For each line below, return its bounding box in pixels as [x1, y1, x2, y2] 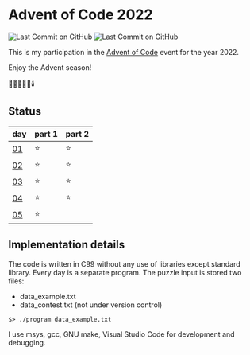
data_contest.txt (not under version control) [19, 300, 163, 310]
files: [8, 276, 25, 286]
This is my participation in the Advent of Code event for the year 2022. [8, 47, 240, 57]
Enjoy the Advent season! [8, 62, 92, 72]
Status [8, 105, 42, 119]
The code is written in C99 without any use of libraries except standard [8, 259, 240, 268]
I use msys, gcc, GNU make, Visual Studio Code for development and [8, 329, 236, 339]
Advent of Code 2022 [8, 6, 153, 24]
